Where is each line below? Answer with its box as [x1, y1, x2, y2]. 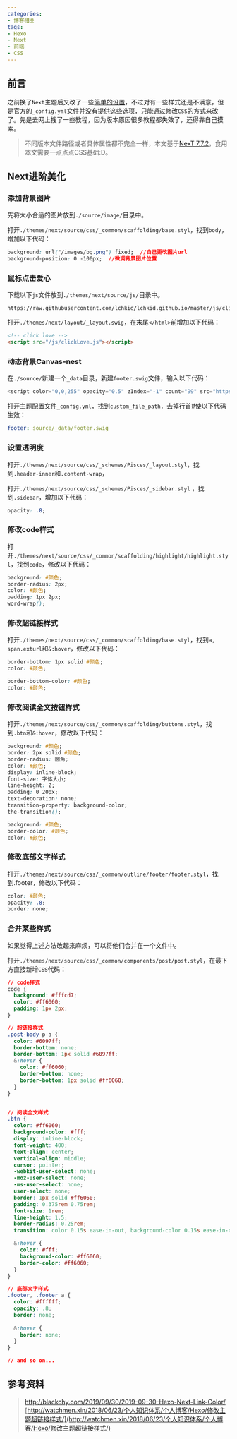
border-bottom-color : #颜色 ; [7, 678, 91, 685]
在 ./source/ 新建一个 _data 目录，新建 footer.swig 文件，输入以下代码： [7, 374, 210, 383]
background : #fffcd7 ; [13, 992, 78, 999]
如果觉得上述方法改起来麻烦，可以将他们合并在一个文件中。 [7, 941, 181, 949]
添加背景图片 [7, 193, 51, 203]
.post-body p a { [7, 1031, 59, 1038]
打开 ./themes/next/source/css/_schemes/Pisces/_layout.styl [7, 460, 188, 469]
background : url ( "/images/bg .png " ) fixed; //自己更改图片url [7, 248, 188, 256]
